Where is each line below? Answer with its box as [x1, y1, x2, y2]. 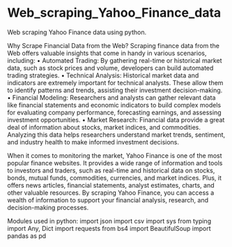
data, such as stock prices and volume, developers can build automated [7, 63, 214, 72]
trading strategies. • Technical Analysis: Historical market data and [7, 71, 199, 80]
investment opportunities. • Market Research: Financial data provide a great [7, 115, 225, 123]
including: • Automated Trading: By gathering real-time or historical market [7, 56, 222, 64]
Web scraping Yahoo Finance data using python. [7, 28, 147, 36]
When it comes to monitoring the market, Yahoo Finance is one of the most [7, 151, 222, 160]
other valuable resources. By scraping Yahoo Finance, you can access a [7, 188, 215, 197]
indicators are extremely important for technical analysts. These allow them [7, 78, 224, 87]
